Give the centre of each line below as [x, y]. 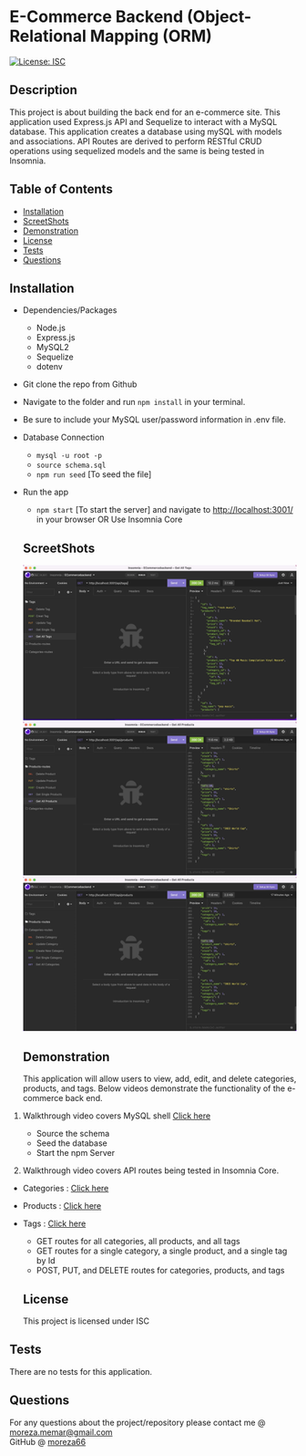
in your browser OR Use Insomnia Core [109, 520]
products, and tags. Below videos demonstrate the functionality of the [153, 1088]
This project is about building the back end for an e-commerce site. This [145, 112]
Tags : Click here [54, 1223]
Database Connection [63, 437]
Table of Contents [61, 189]
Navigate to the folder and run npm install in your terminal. [134, 402]
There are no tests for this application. [81, 1371]
